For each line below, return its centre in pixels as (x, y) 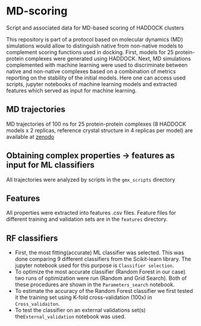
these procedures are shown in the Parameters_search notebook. (95, 284)
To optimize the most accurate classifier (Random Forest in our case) (100, 272)
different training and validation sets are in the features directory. (87, 219)
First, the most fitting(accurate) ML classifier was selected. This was (99, 253)
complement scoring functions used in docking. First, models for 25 (90, 52)
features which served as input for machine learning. (71, 90)
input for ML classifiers (50, 165)
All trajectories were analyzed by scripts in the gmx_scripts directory (91, 179)
